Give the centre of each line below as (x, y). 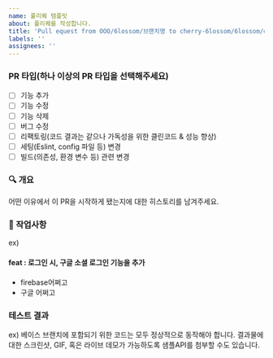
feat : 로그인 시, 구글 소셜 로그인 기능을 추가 (77, 263)
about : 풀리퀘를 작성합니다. (50, 24)
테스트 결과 (29, 316)
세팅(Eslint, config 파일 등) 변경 (71, 146)
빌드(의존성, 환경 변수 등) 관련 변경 (75, 156)
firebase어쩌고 (44, 282)
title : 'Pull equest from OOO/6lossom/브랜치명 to (93, 31)
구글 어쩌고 (38, 292)
